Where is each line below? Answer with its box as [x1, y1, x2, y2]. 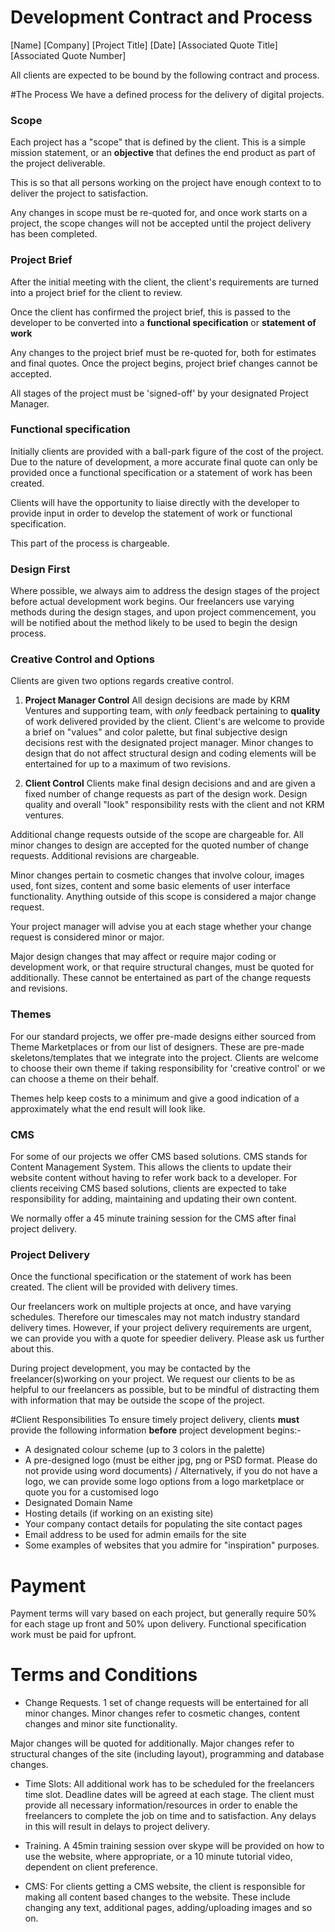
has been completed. [10, 228, 98, 240]
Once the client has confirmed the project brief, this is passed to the [10, 306, 291, 318]
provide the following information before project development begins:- [10, 1424, 302, 1436]
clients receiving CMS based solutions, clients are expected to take [10, 1182, 287, 1195]
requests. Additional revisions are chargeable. [10, 850, 200, 862]
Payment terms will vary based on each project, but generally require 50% [10, 1607, 317, 1620]
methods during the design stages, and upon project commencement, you [10, 606, 317, 618]
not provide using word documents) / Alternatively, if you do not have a [24, 1465, 318, 1477]
